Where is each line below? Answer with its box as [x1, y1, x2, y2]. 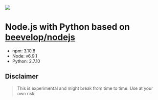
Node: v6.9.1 [12, 53, 38, 59]
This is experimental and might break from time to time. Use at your [17, 85, 153, 91]
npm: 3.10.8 [12, 48, 36, 54]
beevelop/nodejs [5, 32, 75, 43]
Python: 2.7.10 [12, 58, 41, 64]
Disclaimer [5, 72, 39, 80]
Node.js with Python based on [5, 21, 130, 33]
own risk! [17, 90, 36, 96]
